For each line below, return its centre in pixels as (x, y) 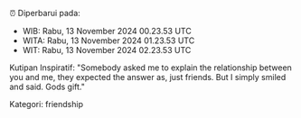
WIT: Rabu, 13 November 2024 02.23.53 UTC (107, 50)
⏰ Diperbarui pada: (45, 13)
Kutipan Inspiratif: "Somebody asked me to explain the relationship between (150, 68)
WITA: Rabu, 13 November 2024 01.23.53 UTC (108, 41)
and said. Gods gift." (47, 86)
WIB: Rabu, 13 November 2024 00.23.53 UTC (107, 31)
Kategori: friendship (47, 104)
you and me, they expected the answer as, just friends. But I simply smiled (148, 77)
